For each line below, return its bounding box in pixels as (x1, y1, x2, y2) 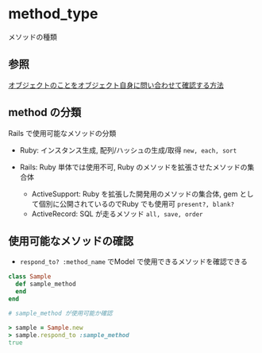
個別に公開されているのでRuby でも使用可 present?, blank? (38, 199, 235, 208)
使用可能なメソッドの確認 (8, 234, 133, 247)
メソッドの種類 (8, 32, 57, 41)
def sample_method (15, 280, 77, 289)
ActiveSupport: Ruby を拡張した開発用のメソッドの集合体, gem (31, 188, 238, 199)
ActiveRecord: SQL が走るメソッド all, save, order (31, 208, 203, 219)
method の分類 (8, 106, 82, 119)
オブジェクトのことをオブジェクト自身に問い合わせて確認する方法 (8, 80, 224, 90)
